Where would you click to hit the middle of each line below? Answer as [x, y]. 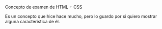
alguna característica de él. [33, 22]
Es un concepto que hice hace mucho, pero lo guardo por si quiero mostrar [81, 16]
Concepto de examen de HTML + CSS [44, 7]
